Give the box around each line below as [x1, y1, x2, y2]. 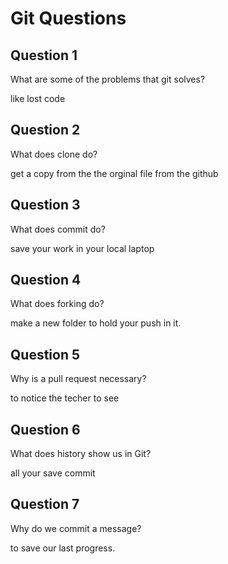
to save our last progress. [10, 542, 116, 554]
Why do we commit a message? [10, 522, 142, 534]
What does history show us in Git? [10, 448, 152, 460]
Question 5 [10, 346, 81, 363]
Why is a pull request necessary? [10, 373, 147, 385]
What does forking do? [10, 298, 105, 310]
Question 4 [10, 272, 82, 289]
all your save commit [10, 467, 96, 479]
